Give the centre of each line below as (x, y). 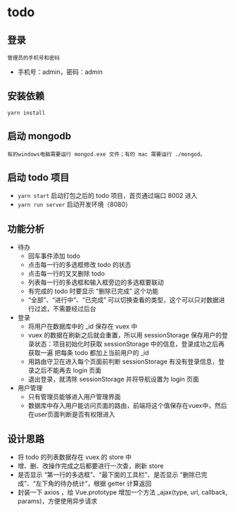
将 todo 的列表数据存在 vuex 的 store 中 (75, 457)
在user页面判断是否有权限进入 (71, 414)
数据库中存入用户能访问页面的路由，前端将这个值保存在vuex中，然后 (127, 406)
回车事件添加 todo (54, 256)
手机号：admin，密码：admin (60, 72)
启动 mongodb (39, 136)
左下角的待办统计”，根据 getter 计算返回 (94, 484)
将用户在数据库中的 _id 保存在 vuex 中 (83, 326)
